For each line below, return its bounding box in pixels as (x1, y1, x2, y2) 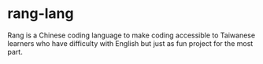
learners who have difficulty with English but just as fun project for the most (7, 38, 254, 48)
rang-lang (7, 5, 74, 23)
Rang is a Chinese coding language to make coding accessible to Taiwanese (7, 30, 256, 40)
